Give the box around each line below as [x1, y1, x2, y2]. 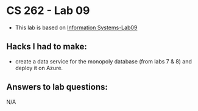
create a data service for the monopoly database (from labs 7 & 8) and [15, 57, 192, 65]
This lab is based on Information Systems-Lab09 [15, 24, 138, 31]
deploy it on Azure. [15, 64, 63, 71]
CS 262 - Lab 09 [6, 4, 90, 18]
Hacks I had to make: [6, 41, 87, 52]
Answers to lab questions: [6, 82, 108, 92]
